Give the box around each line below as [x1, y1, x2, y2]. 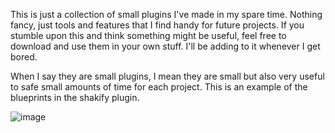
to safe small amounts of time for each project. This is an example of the [10, 81, 308, 93]
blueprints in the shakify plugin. [10, 92, 140, 103]
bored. [10, 51, 38, 63]
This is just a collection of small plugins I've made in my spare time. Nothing [10, 9, 323, 20]
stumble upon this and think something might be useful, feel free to [10, 30, 287, 41]
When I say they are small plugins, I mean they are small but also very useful [10, 70, 325, 82]
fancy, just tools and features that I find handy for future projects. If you [10, 19, 305, 31]
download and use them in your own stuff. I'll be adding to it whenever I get [10, 40, 321, 52]
